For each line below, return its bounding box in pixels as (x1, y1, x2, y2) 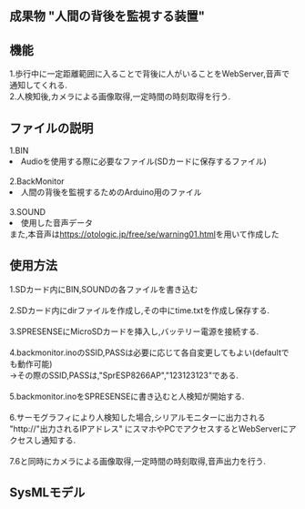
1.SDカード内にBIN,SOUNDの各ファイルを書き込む (9, 283, 198, 294)
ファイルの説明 (9, 120, 94, 136)
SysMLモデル (9, 485, 86, 501)
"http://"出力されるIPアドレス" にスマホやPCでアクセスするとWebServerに (9, 422, 289, 434)
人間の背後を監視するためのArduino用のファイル (21, 187, 202, 198)
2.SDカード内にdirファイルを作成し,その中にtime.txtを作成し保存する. (9, 304, 270, 316)
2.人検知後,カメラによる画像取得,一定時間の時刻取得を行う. (9, 91, 231, 102)
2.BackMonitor (9, 176, 66, 187)
